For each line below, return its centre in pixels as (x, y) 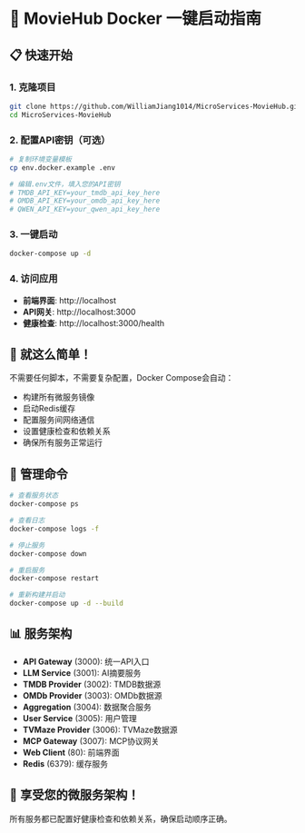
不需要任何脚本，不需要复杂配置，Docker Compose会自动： (122, 378)
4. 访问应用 (34, 279)
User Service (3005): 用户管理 (80, 718)
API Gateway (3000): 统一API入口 (86, 661)
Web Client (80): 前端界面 (71, 752)
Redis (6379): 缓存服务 (65, 763)
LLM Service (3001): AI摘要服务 (82, 672)
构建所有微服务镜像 (59, 397)
